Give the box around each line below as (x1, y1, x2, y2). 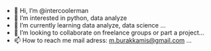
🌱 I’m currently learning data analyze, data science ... (13, 21, 166, 29)
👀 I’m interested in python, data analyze (13, 14, 127, 22)
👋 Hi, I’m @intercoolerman (13, 7, 89, 14)
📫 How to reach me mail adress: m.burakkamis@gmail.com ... (13, 37, 192, 44)
